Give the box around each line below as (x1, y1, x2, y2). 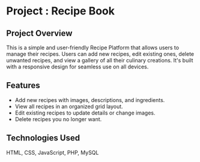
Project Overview (6, 28, 73, 38)
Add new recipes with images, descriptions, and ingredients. (14, 96, 165, 103)
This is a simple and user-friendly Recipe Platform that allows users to (6, 44, 179, 51)
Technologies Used (6, 133, 80, 143)
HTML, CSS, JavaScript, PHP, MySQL (6, 149, 99, 156)
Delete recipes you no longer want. (14, 115, 102, 122)
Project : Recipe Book (6, 4, 115, 18)
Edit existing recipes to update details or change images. (14, 109, 156, 116)
